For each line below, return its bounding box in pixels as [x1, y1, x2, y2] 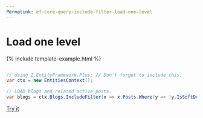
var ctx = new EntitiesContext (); [6, 77, 94, 84]
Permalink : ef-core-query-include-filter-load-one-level [6, 8, 153, 15]
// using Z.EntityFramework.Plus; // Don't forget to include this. [6, 72, 182, 78]
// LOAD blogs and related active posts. [6, 88, 112, 94]
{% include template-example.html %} [6, 55, 101, 62]
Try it [6, 105, 19, 113]
